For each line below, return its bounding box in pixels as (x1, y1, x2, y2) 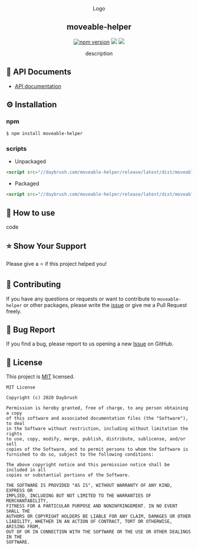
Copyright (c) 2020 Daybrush (6, 395, 78, 401)
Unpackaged (14, 158, 46, 165)
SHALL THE (6, 508, 31, 515)
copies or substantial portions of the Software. (6, 472, 131, 478)
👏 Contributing (6, 279, 61, 289)
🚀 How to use (6, 208, 55, 218)
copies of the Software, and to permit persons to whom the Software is (6, 446, 189, 453)
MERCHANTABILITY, (6, 498, 49, 504)
